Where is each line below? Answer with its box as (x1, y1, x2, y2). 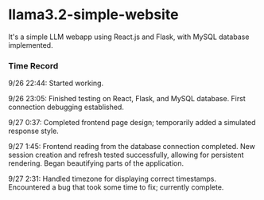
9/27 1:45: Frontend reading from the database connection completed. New (8, 142, 256, 151)
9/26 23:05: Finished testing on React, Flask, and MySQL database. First (8, 94, 247, 104)
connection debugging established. (8, 102, 125, 112)
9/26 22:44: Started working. (8, 78, 104, 88)
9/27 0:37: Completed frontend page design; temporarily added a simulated (8, 118, 256, 127)
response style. (8, 126, 60, 136)
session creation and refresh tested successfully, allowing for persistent (8, 150, 244, 160)
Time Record (8, 60, 59, 71)
